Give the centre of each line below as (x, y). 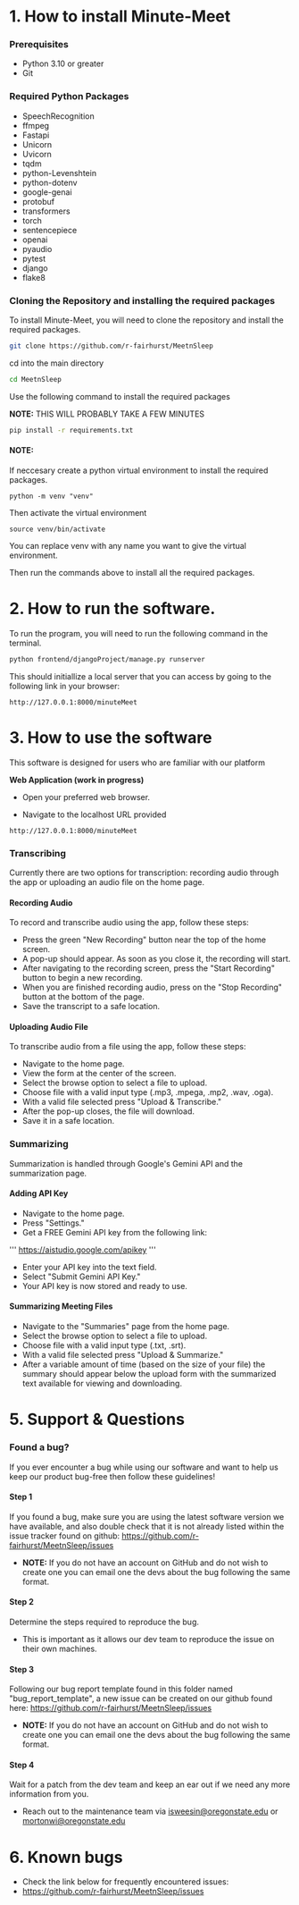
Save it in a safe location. (68, 1121)
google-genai (47, 192)
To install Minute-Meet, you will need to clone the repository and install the (146, 320)
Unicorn (37, 144)
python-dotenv (50, 182)
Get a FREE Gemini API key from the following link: (115, 1232)
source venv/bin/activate (57, 529)
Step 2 (21, 1602)
